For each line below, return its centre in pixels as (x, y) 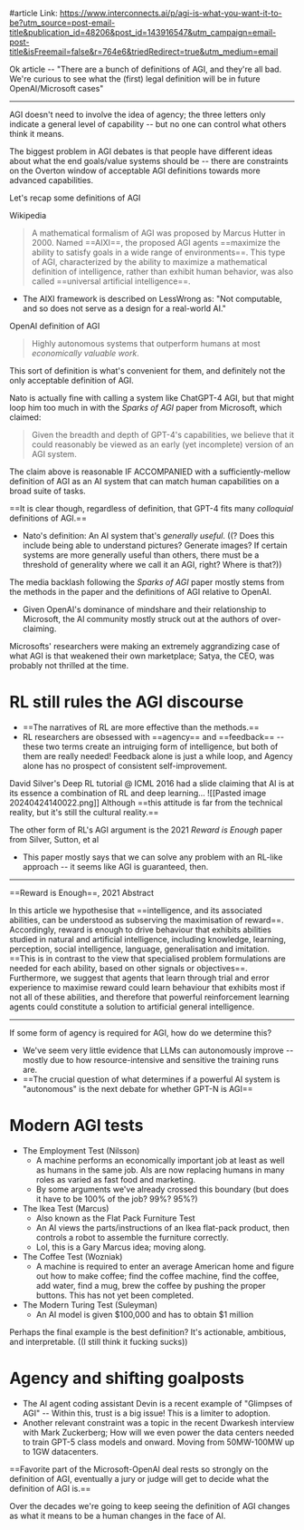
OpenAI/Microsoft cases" (57, 88)
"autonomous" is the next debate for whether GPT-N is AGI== (138, 1088)
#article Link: (33, 13)
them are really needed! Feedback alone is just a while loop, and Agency (157, 755)
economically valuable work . (85, 353)
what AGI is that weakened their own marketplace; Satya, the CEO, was (142, 656)
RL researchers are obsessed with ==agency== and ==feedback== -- (153, 736)
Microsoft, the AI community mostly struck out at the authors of (141, 619)
